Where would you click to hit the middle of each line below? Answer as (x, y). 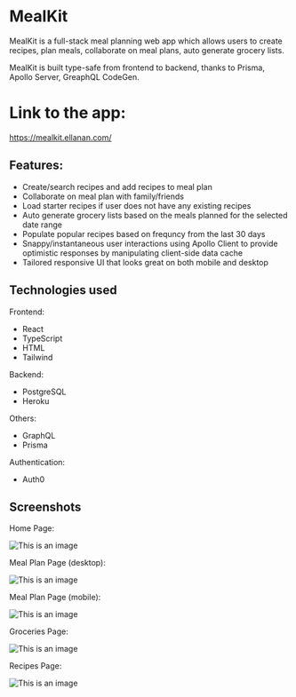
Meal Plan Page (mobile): (55, 598)
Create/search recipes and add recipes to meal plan (117, 186)
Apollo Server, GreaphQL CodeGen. (74, 76)
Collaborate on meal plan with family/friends (103, 196)
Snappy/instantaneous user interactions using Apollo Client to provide (150, 243)
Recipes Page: (36, 666)
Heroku (36, 400)
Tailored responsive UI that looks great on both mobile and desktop (145, 262)
